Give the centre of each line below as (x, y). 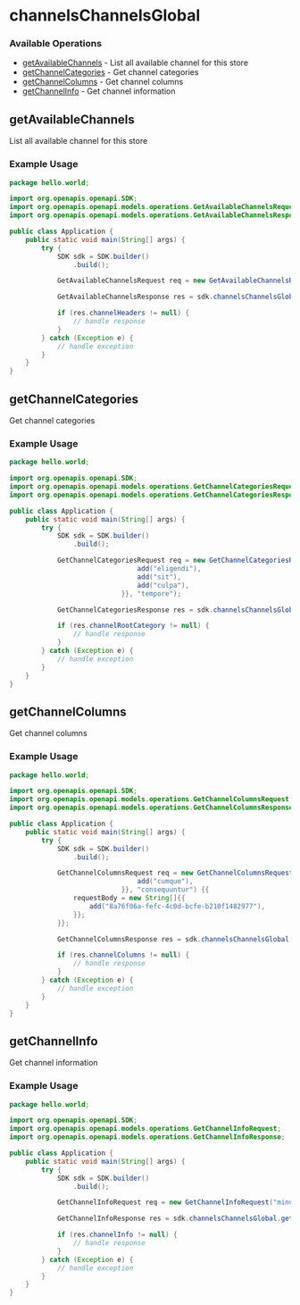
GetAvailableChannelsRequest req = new (131, 281)
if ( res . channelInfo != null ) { (117, 1235)
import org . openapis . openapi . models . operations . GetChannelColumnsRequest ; (151, 799)
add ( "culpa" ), (163, 585)
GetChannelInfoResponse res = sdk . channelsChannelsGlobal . (169, 1219)
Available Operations (56, 44)
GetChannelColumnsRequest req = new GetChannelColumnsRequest (175, 873)
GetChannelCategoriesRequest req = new (131, 560)
